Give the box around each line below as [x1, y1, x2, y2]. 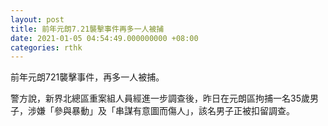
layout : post [10, 14, 65, 25]
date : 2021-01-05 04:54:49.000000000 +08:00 [10, 33, 199, 43]
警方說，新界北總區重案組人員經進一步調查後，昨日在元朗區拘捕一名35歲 [10, 92, 310, 105]
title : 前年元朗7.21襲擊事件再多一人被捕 [10, 24, 165, 34]
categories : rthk [10, 42, 83, 53]
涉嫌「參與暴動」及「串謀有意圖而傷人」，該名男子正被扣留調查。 [27, 105, 295, 117]
